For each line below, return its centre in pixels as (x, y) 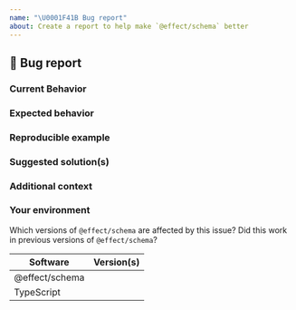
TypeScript (37, 292)
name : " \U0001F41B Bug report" (68, 18)
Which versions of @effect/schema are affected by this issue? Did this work (148, 230)
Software (49, 262)
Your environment (50, 210)
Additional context (51, 186)
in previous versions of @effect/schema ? (84, 239)
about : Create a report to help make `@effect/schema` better (129, 26)
